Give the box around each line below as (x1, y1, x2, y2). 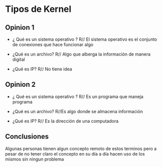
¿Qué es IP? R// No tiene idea (12, 66, 72, 72)
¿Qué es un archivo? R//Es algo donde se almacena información (12, 108, 143, 114)
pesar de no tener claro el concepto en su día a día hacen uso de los (5, 151, 145, 157)
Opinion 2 (5, 80, 36, 89)
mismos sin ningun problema (5, 156, 64, 162)
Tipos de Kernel (5, 3, 72, 15)
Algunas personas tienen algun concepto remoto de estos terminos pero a (5, 145, 157, 152)
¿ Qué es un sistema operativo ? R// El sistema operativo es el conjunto (12, 36, 158, 42)
